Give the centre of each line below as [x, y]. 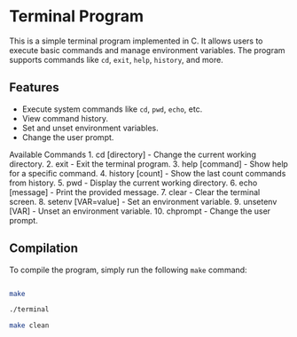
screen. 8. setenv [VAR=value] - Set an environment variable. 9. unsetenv [143, 201]
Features [34, 87]
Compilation [43, 249]
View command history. [65, 118]
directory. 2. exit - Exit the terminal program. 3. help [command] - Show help [148, 164]
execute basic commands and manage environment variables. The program [147, 50]
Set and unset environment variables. [90, 128]
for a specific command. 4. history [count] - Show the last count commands [148, 173]
